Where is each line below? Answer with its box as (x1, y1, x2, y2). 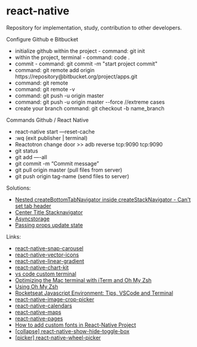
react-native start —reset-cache (14, 128, 95, 135)
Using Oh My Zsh (14, 283, 58, 290)
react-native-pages (14, 315, 63, 322)
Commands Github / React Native (6, 116, 89, 124)
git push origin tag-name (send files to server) (14, 172, 129, 180)
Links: (6, 233, 21, 240)
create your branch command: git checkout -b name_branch (14, 104, 165, 112)
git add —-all (14, 153, 47, 160)
